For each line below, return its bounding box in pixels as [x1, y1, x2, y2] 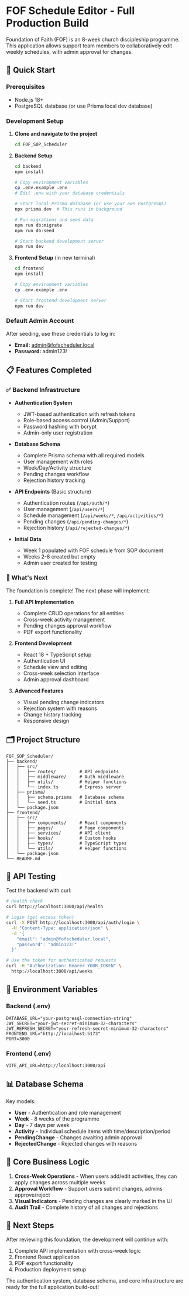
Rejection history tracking [23, 477, 85, 484]
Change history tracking [23, 711, 82, 718]
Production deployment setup [14, 1266, 87, 1273]
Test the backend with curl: [6, 887, 72, 894]
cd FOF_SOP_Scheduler [14, 142, 67, 147]
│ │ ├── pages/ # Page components [6, 825, 125, 831]
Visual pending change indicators [23, 698, 104, 705]
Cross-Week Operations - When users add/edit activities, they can [14, 1173, 177, 1180]
